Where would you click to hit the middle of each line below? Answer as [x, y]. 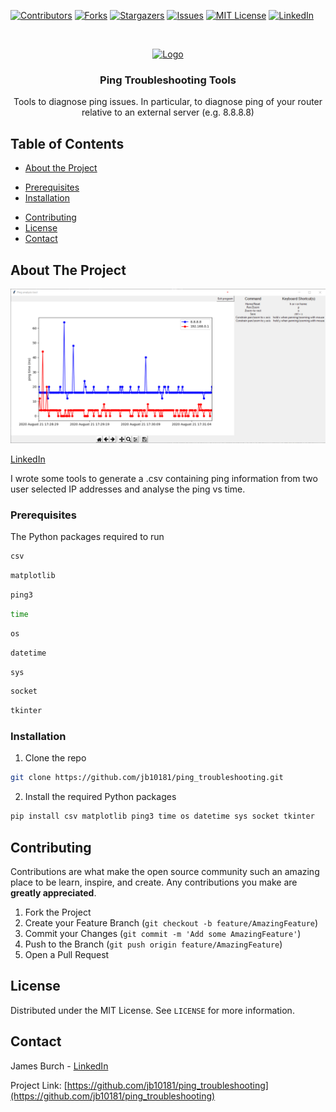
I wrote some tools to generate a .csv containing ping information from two [164, 478]
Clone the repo [55, 758]
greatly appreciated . [53, 893]
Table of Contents [67, 143]
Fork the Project [58, 912]
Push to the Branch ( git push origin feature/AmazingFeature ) [153, 944]
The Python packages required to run [87, 537]
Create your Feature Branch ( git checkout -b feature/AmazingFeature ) [171, 923]
